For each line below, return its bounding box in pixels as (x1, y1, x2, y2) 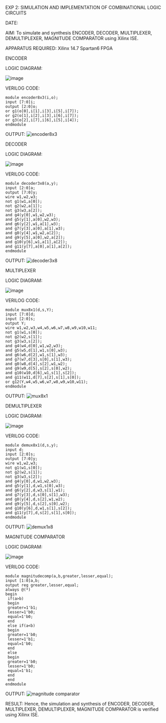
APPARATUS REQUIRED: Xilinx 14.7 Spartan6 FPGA (5, 45, 113, 51)
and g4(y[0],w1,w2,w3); (5, 213, 56, 218)
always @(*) (5, 587, 31, 592)
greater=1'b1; (7, 605, 38, 610)
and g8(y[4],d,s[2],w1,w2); (5, 497, 66, 502)
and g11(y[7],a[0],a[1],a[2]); (5, 244, 72, 249)
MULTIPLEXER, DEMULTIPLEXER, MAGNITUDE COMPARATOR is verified (5, 706, 159, 712)
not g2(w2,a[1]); (5, 203, 43, 208)
